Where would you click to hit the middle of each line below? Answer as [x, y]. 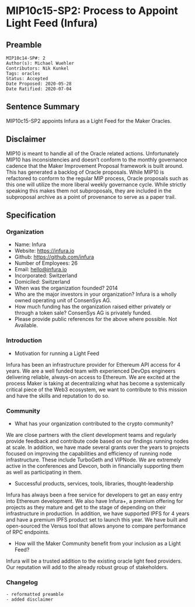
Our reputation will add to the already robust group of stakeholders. [87, 567]
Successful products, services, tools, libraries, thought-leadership [94, 483]
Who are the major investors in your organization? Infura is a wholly [95, 294]
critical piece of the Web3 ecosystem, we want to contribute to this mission [97, 389]
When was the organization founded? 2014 [66, 288]
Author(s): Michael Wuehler [40, 63]
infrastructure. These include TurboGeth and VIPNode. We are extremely [93, 460]
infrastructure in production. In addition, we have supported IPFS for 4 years [98, 513]
